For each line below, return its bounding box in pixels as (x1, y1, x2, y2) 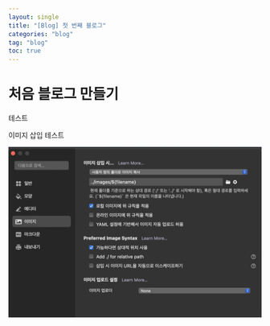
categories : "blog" (8, 30, 74, 38)
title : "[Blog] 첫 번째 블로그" (8, 21, 107, 30)
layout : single (8, 13, 59, 21)
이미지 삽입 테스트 (8, 130, 64, 140)
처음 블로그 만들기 (8, 85, 119, 104)
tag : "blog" (8, 39, 48, 47)
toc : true (8, 47, 42, 56)
